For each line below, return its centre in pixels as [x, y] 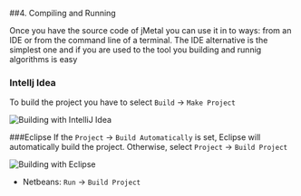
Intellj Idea [33, 82]
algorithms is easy [44, 59]
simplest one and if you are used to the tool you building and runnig [136, 50]
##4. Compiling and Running [63, 13]
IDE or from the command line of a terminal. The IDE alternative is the [139, 40]
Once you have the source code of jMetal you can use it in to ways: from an [150, 30]
